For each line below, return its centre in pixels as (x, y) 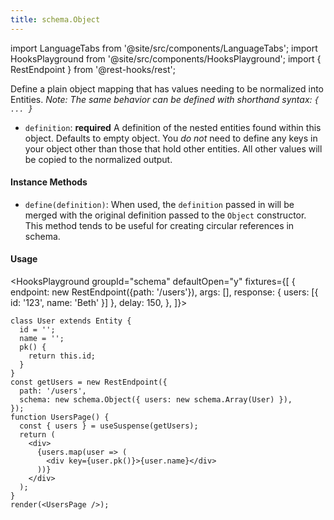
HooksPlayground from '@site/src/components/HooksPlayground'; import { (166, 58)
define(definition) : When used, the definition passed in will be (159, 204)
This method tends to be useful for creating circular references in (159, 225)
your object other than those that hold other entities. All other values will (173, 148)
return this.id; (62, 356)
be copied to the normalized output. (98, 159)
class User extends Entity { (71, 321)
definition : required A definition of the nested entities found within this (173, 127)
